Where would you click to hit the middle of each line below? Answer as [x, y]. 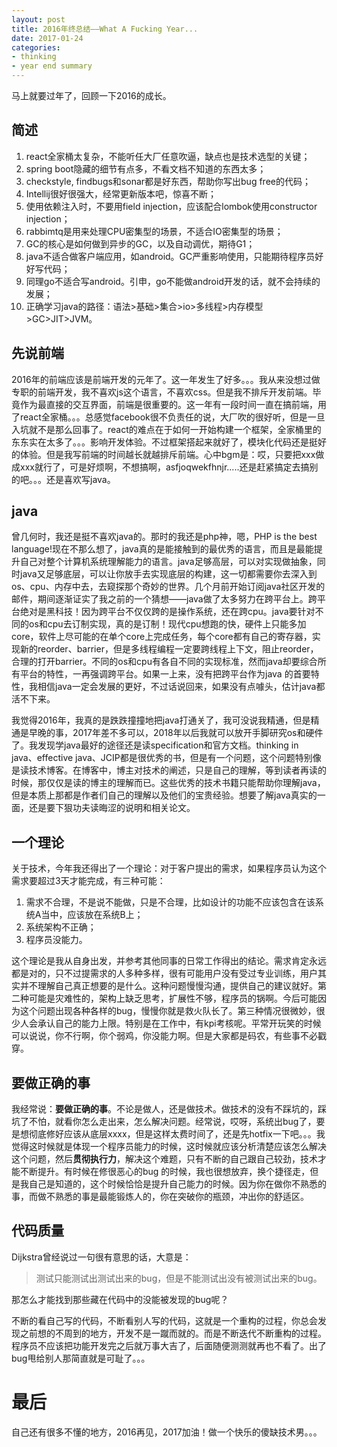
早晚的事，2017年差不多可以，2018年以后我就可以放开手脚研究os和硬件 [176, 733]
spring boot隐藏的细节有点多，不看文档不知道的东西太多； [146, 168]
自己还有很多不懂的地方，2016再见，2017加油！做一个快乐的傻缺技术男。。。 [167, 1432]
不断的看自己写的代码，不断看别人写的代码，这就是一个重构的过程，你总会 [164, 1320]
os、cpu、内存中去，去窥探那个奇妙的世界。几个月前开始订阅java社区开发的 [168, 587]
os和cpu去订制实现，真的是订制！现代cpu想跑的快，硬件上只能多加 [167, 624]
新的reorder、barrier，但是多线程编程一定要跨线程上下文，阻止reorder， [169, 649]
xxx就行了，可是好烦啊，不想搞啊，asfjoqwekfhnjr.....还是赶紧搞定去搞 [164, 467]
